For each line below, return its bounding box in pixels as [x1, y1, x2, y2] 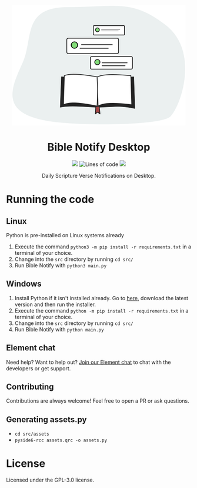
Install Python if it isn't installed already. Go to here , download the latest [14, 294, 189, 301]
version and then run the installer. [14, 301, 96, 308]
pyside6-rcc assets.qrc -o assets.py [14, 437, 108, 443]
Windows [6, 279, 42, 289]
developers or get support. [6, 364, 71, 372]
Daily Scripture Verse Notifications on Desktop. [42, 172, 156, 179]
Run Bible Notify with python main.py [14, 326, 104, 333]
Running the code [6, 193, 95, 206]
